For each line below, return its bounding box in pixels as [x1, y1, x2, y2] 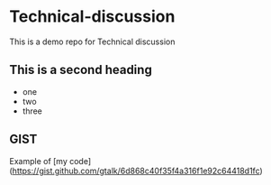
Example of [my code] [9, 155, 92, 166]
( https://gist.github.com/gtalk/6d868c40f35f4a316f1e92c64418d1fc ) [9, 165, 263, 176]
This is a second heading [9, 62, 153, 78]
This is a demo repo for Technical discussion [9, 36, 176, 47]
